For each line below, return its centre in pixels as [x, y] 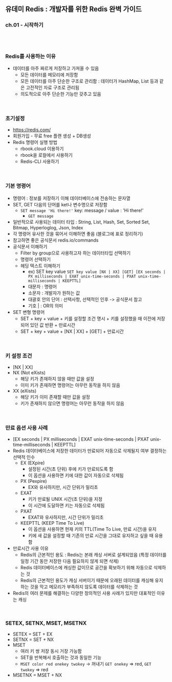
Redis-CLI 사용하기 [40, 162]
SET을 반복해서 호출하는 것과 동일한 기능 [61, 657]
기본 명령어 [18, 186]
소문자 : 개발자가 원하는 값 [54, 293]
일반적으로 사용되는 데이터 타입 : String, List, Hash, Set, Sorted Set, [81, 222]
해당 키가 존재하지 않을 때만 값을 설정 [57, 378]
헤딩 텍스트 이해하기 [40, 266]
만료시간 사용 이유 [30, 548]
